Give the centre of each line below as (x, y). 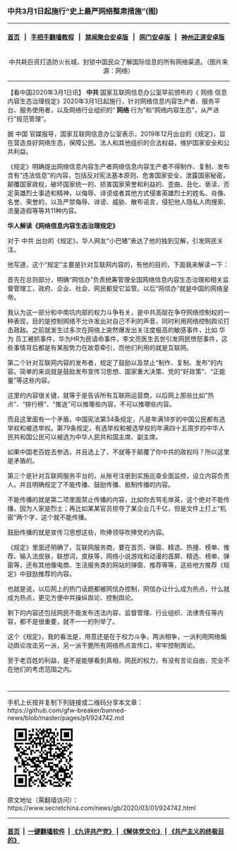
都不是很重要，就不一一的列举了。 (69, 621)
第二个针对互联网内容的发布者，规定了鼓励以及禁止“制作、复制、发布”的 (112, 363)
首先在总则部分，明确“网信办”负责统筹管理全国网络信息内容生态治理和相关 (115, 279)
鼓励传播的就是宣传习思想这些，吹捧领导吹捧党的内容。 (87, 532)
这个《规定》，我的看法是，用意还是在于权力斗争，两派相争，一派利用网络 (114, 636)
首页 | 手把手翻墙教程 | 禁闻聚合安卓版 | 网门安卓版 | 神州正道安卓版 (116, 37)
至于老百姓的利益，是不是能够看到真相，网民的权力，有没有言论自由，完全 (115, 660)
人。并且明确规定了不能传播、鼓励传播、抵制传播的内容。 (91, 484)
